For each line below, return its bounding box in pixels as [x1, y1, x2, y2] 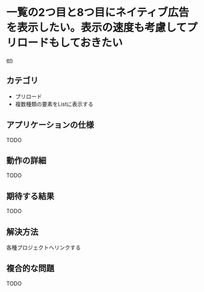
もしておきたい [49, 36, 123, 50]
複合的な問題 [6, 263, 55, 274]
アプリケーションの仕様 [6, 120, 94, 131]
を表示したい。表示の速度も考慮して [6, 21, 187, 35]
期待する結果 [6, 191, 55, 201]
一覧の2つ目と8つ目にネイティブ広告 [6, 5, 189, 19]
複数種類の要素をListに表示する [15, 100, 94, 107]
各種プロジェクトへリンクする [6, 244, 81, 251]
